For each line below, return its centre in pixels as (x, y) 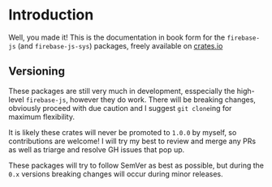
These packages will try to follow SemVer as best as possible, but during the (136, 165)
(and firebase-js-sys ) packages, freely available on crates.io (120, 45)
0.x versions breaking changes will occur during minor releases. (116, 174)
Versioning (37, 72)
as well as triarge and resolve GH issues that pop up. (97, 149)
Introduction (51, 15)
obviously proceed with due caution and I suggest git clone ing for (120, 108)
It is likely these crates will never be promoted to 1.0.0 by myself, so (123, 132)
